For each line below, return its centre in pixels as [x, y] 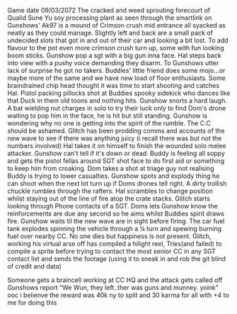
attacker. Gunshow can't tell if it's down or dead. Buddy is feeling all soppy [116, 153]
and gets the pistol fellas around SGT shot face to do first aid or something [116, 161]
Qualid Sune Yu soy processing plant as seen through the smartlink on [110, 18]
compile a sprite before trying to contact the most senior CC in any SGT [111, 251]
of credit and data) [34, 266]
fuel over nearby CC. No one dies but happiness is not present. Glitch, [109, 236]
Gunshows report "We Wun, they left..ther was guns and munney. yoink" [113, 287]
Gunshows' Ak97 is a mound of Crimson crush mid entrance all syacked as [117, 25]
